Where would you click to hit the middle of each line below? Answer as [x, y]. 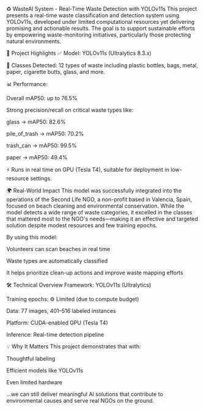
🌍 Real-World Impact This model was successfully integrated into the [94, 191]
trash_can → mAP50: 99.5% [42, 145]
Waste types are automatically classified [57, 261]
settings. [41, 178]
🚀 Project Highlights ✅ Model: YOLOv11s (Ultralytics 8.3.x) [79, 53]
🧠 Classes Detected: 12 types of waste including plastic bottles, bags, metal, [102, 65]
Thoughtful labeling [31, 359]
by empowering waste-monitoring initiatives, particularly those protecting [99, 35]
